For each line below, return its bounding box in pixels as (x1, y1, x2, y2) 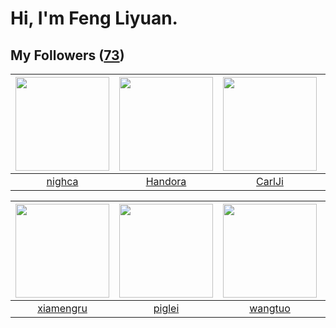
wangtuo (249, 302, 291, 315)
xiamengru (37, 302, 88, 315)
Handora (145, 175, 187, 188)
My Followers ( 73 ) (10, 47, 125, 64)
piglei (153, 302, 180, 315)
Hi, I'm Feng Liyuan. (10, 7, 178, 30)
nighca (46, 175, 79, 188)
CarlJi (256, 175, 284, 188)
